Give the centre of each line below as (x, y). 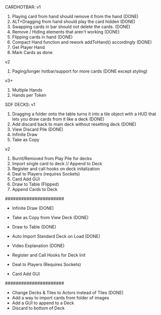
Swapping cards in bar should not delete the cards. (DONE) (71, 27)
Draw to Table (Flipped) (36, 184)
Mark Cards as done (32, 52)
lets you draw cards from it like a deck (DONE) (58, 119)
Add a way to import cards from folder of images (61, 298)
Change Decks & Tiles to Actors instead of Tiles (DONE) (68, 292)
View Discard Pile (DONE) (38, 129)
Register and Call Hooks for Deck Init (49, 255)
